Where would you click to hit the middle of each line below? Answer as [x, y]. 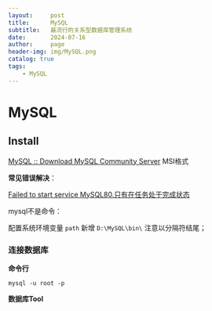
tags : [17, 67]
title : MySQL [38, 23]
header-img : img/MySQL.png [52, 52]
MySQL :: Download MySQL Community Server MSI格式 [99, 161]
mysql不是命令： [35, 211]
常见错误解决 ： [32, 178]
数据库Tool [26, 298]
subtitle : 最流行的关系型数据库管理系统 [70, 30]
